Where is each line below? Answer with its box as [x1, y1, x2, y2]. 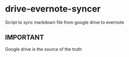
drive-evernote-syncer [5, 3, 101, 14]
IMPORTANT [5, 33, 44, 42]
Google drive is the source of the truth [5, 46, 82, 52]
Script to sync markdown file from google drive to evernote [5, 19, 125, 25]
